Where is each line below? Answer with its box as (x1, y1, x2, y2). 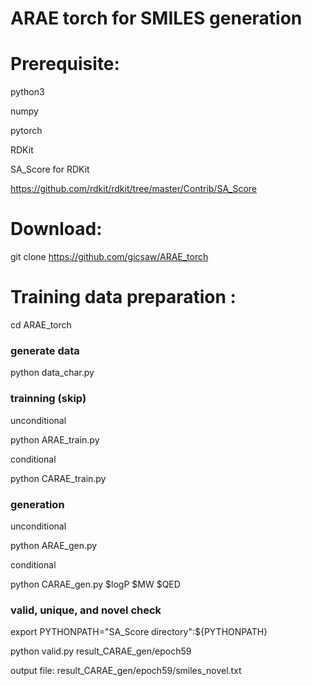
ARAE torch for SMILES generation (10, 7, 303, 30)
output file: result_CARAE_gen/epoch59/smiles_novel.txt (10, 665, 242, 677)
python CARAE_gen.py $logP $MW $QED (10, 578, 181, 590)
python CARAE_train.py (10, 472, 107, 484)
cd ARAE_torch (10, 319, 72, 331)
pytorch (10, 125, 43, 137)
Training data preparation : (10, 286, 237, 309)
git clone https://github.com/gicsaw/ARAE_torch (10, 251, 209, 263)
